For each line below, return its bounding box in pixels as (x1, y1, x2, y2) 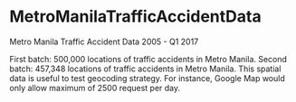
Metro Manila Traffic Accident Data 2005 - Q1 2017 (9, 36, 199, 47)
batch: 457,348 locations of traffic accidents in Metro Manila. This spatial (9, 63, 282, 74)
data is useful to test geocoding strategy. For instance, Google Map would (9, 72, 285, 83)
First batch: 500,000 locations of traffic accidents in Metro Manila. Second (9, 53, 288, 64)
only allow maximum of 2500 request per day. (9, 82, 181, 93)
